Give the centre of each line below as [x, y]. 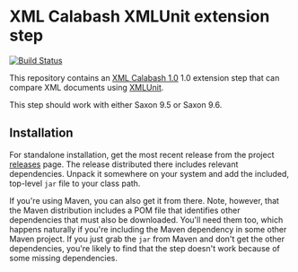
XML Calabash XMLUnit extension [140, 17]
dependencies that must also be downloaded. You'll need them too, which [146, 219]
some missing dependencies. [64, 258]
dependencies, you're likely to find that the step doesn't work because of [145, 248]
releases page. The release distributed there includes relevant [124, 164]
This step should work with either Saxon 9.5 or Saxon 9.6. [116, 104]
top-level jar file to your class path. [75, 183]
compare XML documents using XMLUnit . [87, 87]
